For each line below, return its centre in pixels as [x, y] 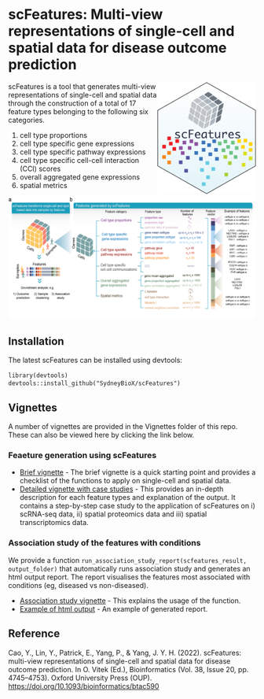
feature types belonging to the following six [79, 111]
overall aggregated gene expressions [79, 177]
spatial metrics [44, 185]
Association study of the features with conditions [104, 543]
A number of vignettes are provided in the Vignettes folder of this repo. [123, 427]
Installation [36, 341]
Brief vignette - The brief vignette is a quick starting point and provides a [137, 472]
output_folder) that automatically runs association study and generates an [129, 568]
